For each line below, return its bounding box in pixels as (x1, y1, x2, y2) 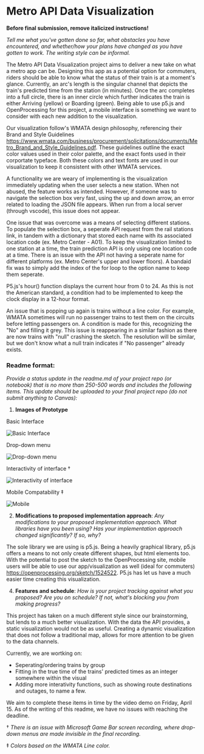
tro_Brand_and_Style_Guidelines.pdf (6, 144, 96, 151)
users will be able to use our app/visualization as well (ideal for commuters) (6, 562, 195, 570)
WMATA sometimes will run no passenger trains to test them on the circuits (6, 313, 194, 320)
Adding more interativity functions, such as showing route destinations (15, 681, 192, 688)
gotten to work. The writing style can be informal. (6, 49, 131, 56)
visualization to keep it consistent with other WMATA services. (6, 163, 162, 170)
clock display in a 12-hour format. (6, 295, 90, 302)
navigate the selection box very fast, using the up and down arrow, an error (6, 194, 194, 201)
